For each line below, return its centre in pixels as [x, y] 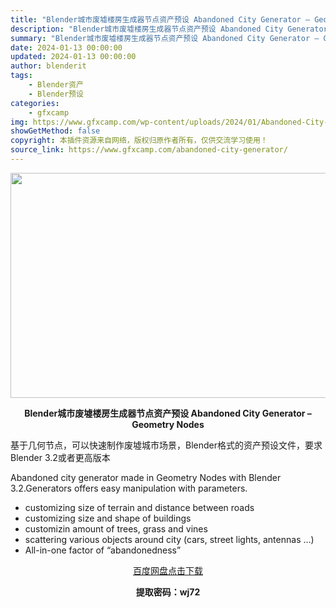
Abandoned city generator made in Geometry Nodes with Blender [146, 477]
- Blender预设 [56, 94]
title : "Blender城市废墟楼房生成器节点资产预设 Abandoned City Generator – [160, 19]
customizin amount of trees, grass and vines [116, 528]
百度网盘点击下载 [168, 570]
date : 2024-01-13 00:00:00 [66, 47]
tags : [21, 76]
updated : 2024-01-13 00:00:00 [73, 57]
